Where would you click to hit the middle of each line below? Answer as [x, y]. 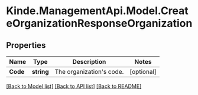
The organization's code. [89, 72]
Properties [26, 45]
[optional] [143, 72]
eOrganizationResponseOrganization [99, 23]
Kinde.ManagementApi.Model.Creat [98, 11]
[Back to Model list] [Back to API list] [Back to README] [74, 86]
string [40, 72]
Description [89, 62]
